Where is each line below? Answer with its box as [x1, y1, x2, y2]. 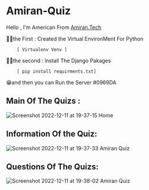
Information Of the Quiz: [6, 129, 98, 139]
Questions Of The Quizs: [6, 162, 99, 172]
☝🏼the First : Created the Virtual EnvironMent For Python [6, 35, 144, 42]
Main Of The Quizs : [6, 96, 81, 106]
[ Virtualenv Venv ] [17, 46, 67, 53]
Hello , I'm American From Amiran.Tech [6, 24, 102, 31]
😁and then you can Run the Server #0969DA [6, 79, 116, 86]
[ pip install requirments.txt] [17, 68, 96, 75]
